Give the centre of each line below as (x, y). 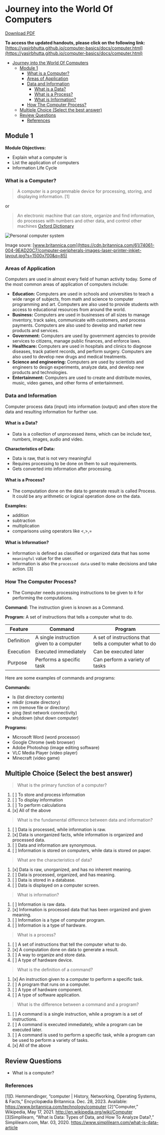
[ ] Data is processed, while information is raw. (59, 829)
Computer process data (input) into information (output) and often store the (81, 406)
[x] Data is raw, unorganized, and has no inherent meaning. (72, 870)
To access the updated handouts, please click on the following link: (75, 42)
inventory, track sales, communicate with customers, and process (79, 320)
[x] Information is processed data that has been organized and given (82, 910)
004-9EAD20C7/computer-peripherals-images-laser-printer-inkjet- (73, 250)
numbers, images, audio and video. (48, 439)
